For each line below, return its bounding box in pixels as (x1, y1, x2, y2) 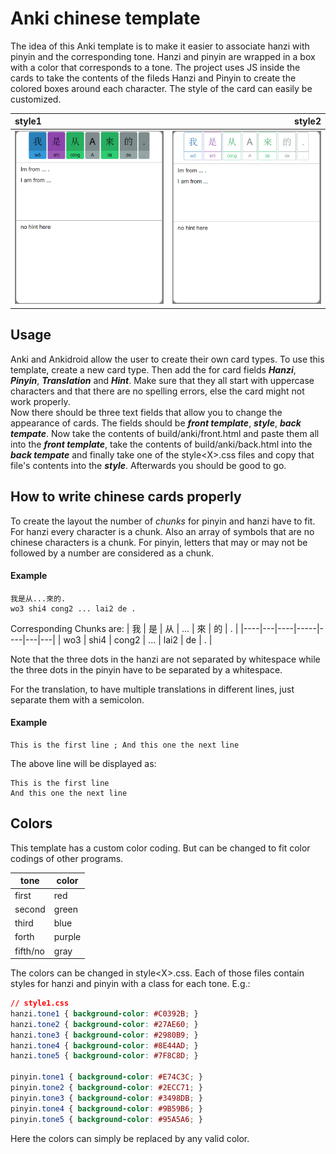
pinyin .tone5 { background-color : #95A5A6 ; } (10, 1114, 203, 1124)
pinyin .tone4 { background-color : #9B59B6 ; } (10, 1103, 203, 1114)
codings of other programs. (10, 852, 124, 864)
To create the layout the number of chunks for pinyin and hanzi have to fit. (10, 515, 316, 527)
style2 (294, 115, 322, 127)
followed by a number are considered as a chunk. (10, 547, 215, 559)
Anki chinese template (10, 7, 201, 30)
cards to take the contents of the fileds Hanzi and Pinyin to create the (10, 72, 297, 84)
